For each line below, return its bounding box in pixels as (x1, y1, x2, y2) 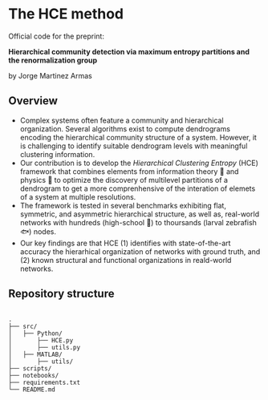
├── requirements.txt (8, 378, 81, 386)
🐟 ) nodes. (19, 226, 56, 236)
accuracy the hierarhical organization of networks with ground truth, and (19, 246, 261, 257)
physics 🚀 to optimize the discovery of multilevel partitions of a (19, 175, 229, 184)
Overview (8, 94, 59, 108)
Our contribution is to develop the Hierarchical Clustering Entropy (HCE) (19, 158, 259, 168)
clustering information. (19, 149, 95, 159)
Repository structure (8, 287, 115, 301)
